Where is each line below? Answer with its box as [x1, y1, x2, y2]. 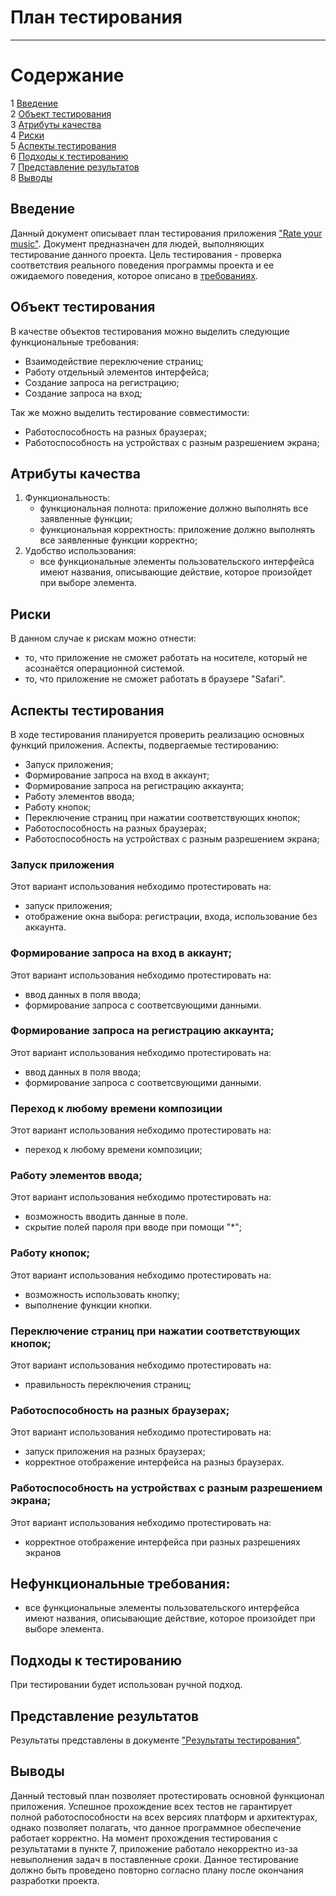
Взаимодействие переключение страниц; [24, 355, 204, 367]
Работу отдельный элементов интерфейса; [24, 366, 210, 378]
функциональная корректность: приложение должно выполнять [39, 524, 316, 536]
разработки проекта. [10, 1874, 100, 1886]
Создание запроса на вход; [24, 387, 143, 399]
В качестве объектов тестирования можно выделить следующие [10, 325, 290, 337]
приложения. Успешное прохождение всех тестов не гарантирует [10, 1800, 293, 1812]
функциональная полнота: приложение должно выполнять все [39, 502, 309, 515]
